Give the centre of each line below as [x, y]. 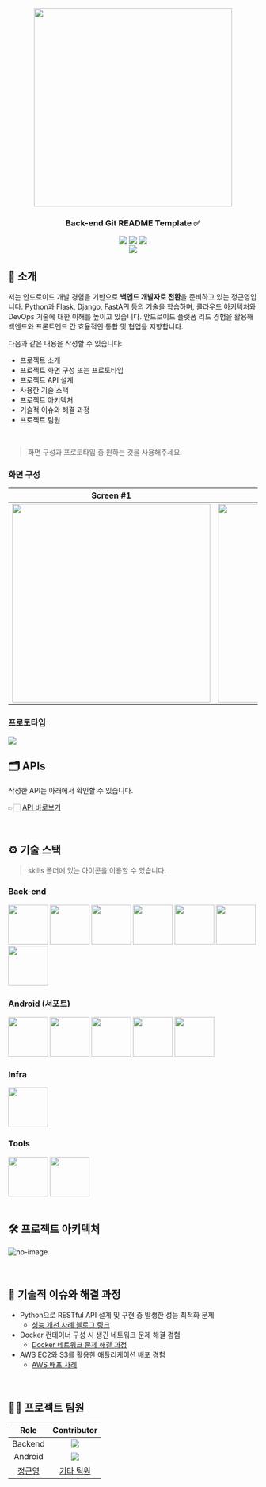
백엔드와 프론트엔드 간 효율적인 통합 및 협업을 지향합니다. [96, 327]
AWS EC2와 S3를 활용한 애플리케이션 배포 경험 [93, 1355]
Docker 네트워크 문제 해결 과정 [79, 1345]
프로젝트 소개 [40, 360]
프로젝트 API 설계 [46, 380]
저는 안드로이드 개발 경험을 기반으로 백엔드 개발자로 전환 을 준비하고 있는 [119, 297]
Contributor [75, 1430]
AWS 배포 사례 [54, 1365]
